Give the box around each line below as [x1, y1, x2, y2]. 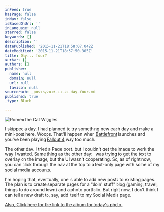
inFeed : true [5, 7, 32, 12]
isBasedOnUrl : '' [5, 21, 41, 26]
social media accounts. [5, 167, 52, 173]
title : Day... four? [5, 53, 47, 58]
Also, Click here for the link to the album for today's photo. [5, 202, 123, 208]
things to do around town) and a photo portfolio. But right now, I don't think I [5, 187, 158, 193]
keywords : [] [5, 35, 32, 40]
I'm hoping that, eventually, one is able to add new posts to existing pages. [5, 177, 156, 182]
